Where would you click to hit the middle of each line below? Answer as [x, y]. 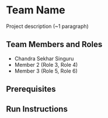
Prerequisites [31, 89]
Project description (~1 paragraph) [47, 26]
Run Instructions [37, 109]
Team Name [36, 10]
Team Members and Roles [54, 44]
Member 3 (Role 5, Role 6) [46, 71]
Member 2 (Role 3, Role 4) [46, 65]
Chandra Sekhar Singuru [44, 58]
